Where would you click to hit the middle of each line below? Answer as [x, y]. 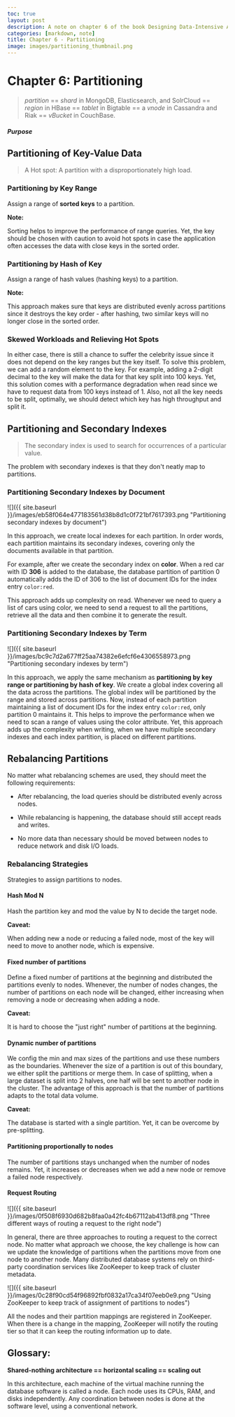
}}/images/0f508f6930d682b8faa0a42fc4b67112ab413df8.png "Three [109, 1216]
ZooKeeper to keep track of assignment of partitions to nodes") [99, 1302]
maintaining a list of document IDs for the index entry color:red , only [107, 707]
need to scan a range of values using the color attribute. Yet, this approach [115, 722]
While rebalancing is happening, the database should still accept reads [119, 818]
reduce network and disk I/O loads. [68, 846]
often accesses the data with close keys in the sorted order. [93, 245]
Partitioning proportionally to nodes [60, 1146]
